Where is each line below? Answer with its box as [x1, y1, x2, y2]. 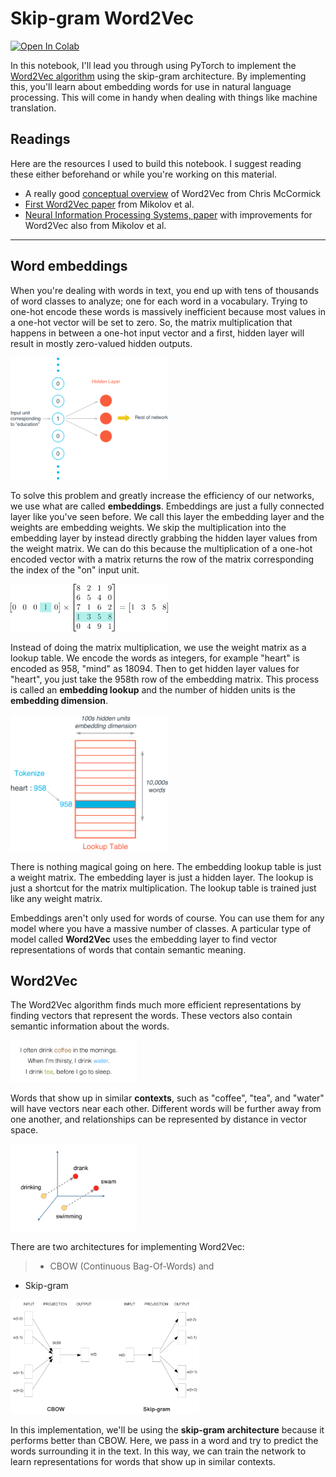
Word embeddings [10, 258, 128, 275]
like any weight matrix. [10, 892, 103, 904]
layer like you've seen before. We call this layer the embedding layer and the [10, 510, 325, 522]
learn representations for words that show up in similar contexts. [10, 1455, 276, 1467]
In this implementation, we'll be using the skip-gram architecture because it [10, 1423, 325, 1436]
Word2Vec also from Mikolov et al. [24, 219, 167, 231]
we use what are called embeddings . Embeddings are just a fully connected [10, 500, 325, 512]
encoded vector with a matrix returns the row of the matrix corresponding [10, 553, 315, 565]
